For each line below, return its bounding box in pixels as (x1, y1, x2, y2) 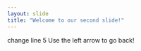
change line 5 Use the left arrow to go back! (7, 36, 135, 44)
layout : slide (7, 10, 49, 17)
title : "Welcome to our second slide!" (7, 17, 125, 24)
